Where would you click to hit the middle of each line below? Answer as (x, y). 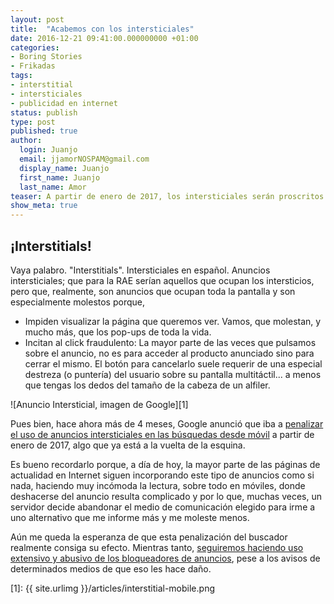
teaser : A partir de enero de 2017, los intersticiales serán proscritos (167, 196)
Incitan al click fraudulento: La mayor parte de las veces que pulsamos (170, 342)
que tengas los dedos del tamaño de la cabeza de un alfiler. (147, 385)
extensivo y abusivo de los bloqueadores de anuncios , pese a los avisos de (165, 558)
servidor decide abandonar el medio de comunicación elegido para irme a (163, 507)
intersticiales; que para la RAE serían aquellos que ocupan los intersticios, (162, 280)
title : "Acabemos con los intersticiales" (102, 29)
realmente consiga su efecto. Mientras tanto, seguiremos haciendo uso (157, 547)
